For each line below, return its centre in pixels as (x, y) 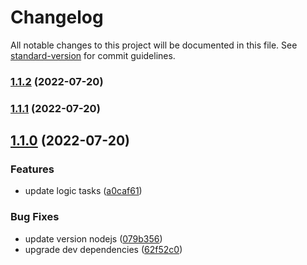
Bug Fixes (35, 217)
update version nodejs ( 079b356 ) (93, 238)
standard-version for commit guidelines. (93, 55)
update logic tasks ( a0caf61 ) (83, 191)
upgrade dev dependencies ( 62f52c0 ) (103, 249)
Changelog (57, 17)
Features (32, 169)
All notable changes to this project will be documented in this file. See (154, 45)
